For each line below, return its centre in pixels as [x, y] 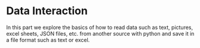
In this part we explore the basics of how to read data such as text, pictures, [100, 27]
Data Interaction [47, 11]
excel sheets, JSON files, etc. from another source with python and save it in [100, 33]
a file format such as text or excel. [48, 40]
